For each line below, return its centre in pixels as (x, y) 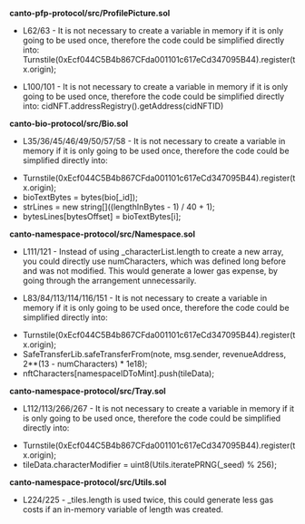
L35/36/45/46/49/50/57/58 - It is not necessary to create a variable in (154, 141)
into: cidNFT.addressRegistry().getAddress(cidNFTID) (123, 106)
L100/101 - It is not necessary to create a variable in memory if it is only (155, 87)
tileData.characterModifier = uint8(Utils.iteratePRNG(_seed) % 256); (149, 465)
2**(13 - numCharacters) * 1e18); (85, 364)
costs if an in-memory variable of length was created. (123, 509)
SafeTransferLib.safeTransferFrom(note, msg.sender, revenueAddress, (154, 354)
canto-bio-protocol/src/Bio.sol (69, 123)
